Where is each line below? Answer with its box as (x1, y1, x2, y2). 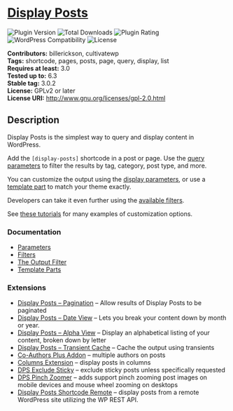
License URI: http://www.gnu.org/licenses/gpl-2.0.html (7, 93, 166, 102)
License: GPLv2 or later (7, 86, 76, 95)
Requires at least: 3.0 (7, 64, 70, 72)
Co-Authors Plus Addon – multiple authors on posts (17, 351, 166, 359)
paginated (17, 306, 47, 315)
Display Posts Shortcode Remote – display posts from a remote (17, 388, 199, 397)
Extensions (7, 283, 47, 292)
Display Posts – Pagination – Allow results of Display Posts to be (17, 299, 202, 307)
